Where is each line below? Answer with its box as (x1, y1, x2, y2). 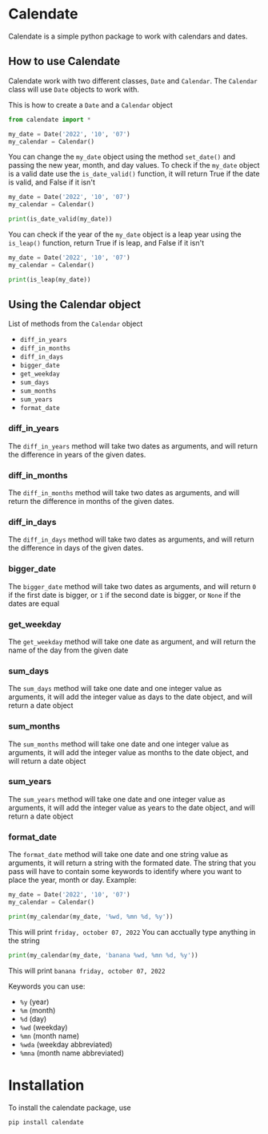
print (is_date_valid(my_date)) (8, 215, 113, 223)
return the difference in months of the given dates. (8, 497, 174, 506)
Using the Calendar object (8, 298, 142, 311)
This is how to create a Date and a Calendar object (8, 100, 174, 109)
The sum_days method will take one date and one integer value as (8, 684, 222, 693)
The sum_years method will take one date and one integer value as (8, 794, 226, 803)
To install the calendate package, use (8, 1103, 131, 1112)
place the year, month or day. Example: (8, 876, 138, 885)
